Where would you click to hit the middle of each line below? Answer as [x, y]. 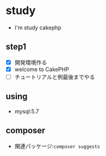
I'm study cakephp [38, 28]
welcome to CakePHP [42, 69]
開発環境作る [30, 62]
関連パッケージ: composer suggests [57, 146]
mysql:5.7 [26, 111]
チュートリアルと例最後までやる [55, 76]
